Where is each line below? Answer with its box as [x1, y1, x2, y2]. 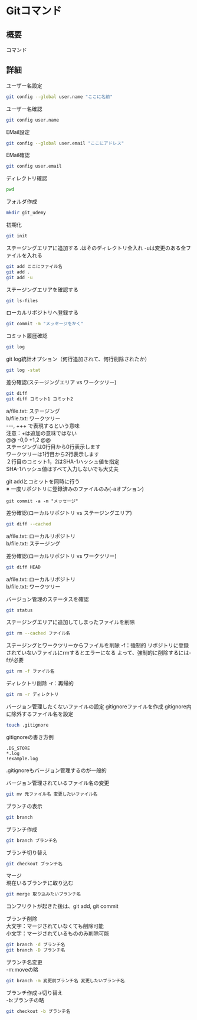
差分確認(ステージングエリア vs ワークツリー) [6, 379, 117, 386]
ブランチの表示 [6, 802, 42, 809]
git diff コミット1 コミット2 [6, 395, 74, 402]
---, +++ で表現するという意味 [6, 422, 80, 429]
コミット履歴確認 [6, 332, 48, 339]
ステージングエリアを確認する [6, 286, 78, 293]
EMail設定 [6, 128, 30, 135]
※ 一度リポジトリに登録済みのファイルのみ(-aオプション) [6, 485, 145, 492]
